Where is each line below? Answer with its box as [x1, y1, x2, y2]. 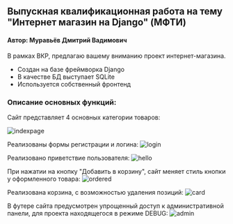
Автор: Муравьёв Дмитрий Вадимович [7, 36, 127, 44]
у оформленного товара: [7, 174, 81, 183]
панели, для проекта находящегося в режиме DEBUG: [7, 209, 168, 217]
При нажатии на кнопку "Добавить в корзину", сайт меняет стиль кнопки [7, 167, 226, 175]
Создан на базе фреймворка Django [17, 65, 125, 73]
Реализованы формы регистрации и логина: [7, 140, 139, 149]
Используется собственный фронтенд [17, 80, 131, 88]
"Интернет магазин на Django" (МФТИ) [7, 17, 186, 29]
